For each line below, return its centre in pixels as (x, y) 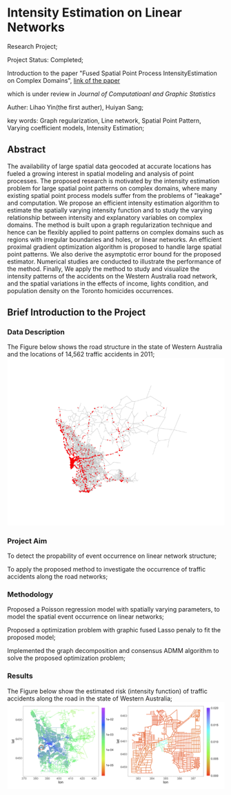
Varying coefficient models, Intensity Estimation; (76, 128)
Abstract (27, 150)
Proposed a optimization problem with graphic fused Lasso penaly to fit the (114, 630)
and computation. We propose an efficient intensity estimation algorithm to (113, 203)
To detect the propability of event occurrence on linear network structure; (112, 556)
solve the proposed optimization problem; (67, 658)
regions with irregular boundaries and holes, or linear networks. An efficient (114, 239)
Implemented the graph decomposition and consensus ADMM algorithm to (113, 651)
